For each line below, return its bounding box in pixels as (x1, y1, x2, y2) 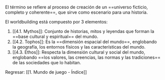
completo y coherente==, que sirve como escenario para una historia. (5, 9, 148, 15)
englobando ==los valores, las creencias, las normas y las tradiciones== (12, 54, 161, 60)
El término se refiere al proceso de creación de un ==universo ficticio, (5, 4, 148, 10)
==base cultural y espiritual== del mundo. (12, 34, 99, 39)
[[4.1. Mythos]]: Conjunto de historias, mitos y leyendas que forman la (12, 28, 155, 34)
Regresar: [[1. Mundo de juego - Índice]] (5, 69, 87, 75)
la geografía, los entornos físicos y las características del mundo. (12, 44, 146, 50)
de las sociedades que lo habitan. (12, 60, 81, 65)
